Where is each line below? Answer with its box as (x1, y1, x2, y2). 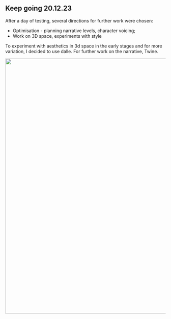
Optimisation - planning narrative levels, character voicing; (12, 28, 136, 34)
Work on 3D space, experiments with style (12, 33, 102, 39)
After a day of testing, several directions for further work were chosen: (5, 17, 154, 23)
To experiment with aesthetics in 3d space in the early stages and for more (5, 43, 163, 49)
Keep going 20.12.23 (5, 4, 72, 13)
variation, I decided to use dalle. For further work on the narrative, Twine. (5, 48, 159, 54)
